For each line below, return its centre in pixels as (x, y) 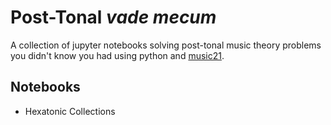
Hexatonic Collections (70, 111)
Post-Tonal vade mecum (113, 17)
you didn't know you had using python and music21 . (117, 55)
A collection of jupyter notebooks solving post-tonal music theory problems (166, 45)
